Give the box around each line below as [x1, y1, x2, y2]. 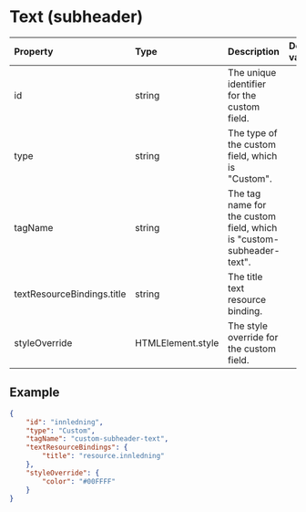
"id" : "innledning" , [25, 417, 104, 426]
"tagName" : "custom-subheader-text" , [25, 434, 169, 444]
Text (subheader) [9, 6, 144, 27]
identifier [227, 78, 267, 90]
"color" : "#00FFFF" [42, 476, 117, 486]
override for [227, 330, 279, 343]
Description [227, 45, 280, 57]
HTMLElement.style [135, 336, 219, 349]
